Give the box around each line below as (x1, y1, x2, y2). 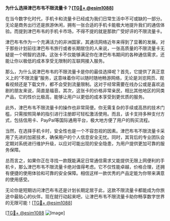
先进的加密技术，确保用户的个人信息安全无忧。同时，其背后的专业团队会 (14, 134, 165, 140)
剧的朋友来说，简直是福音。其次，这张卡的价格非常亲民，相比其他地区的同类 (5, 88, 165, 93)
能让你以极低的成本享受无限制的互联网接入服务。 (5, 58, 107, 64)
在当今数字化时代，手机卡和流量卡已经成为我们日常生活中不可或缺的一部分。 (5, 16, 165, 22)
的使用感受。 (5, 177, 32, 182)
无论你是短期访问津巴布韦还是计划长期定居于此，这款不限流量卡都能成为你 (5, 187, 160, 193)
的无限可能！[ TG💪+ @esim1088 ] (5, 200, 72, 206)
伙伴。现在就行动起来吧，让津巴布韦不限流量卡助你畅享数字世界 (31, 194, 165, 199)
